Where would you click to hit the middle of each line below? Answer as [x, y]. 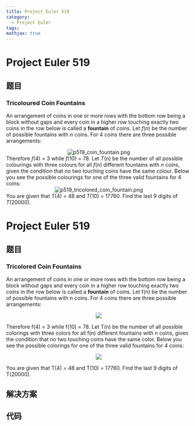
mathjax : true [23, 34]
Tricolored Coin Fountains [44, 266]
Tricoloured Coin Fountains [46, 103]
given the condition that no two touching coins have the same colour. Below [98, 171]
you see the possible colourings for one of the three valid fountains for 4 [94, 177]
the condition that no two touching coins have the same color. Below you [94, 339]
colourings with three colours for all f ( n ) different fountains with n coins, [93, 165]
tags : [13, 28]
